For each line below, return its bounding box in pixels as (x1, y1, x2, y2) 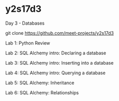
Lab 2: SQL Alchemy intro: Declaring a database (5, 50, 106, 56)
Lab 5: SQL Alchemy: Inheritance (5, 79, 75, 86)
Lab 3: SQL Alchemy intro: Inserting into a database (5, 59, 114, 66)
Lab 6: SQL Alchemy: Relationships (5, 89, 79, 95)
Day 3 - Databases (5, 20, 45, 26)
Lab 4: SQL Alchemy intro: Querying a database (5, 70, 106, 76)
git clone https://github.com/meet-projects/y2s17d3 (5, 30, 114, 36)
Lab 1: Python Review (5, 39, 50, 46)
